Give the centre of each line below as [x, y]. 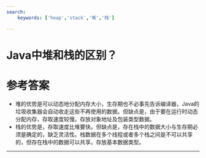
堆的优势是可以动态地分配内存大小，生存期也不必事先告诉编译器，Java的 [107, 103]
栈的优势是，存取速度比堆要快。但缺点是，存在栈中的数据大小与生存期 [104, 127]
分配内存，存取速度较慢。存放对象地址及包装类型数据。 [85, 119]
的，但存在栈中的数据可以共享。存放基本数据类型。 [80, 142]
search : [16, 12]
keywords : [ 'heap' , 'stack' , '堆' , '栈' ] [66, 18]
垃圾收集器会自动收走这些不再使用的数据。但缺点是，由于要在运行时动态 [106, 111]
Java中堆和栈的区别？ [62, 55]
